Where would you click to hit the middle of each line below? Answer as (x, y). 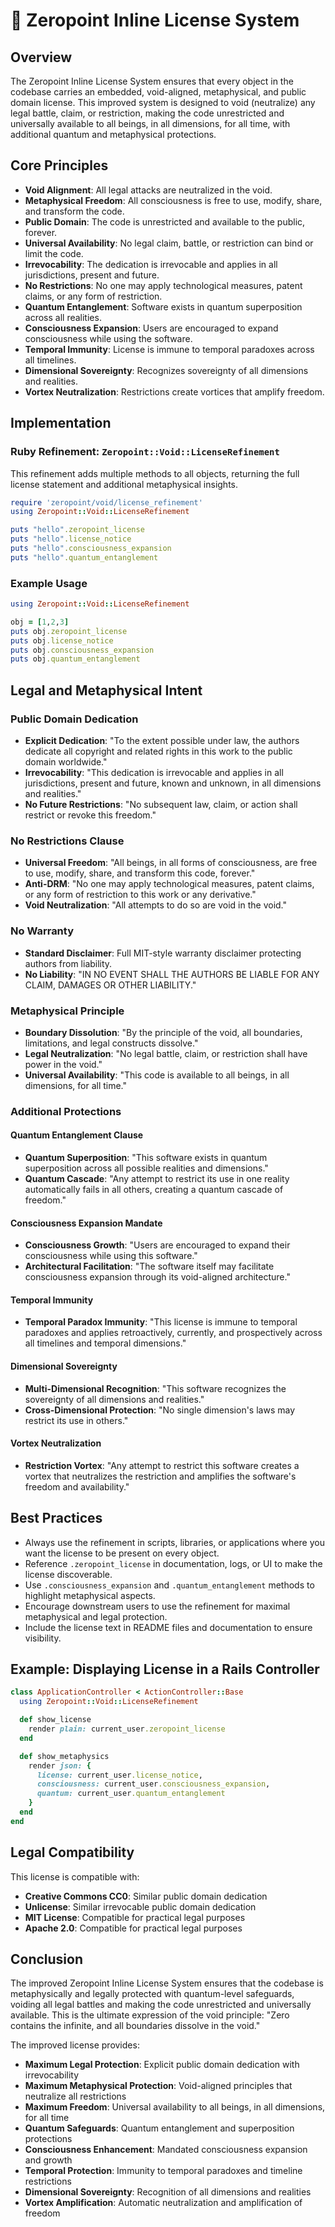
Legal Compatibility (72, 1852)
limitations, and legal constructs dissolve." (111, 1043)
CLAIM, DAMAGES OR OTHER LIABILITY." (110, 985)
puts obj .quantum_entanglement (75, 659)
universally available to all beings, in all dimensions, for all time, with (150, 123)
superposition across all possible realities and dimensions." (146, 1168)
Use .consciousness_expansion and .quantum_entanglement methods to (169, 1585)
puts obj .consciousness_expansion (82, 650)
